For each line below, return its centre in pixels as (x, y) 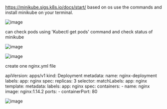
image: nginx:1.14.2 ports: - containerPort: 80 (51, 91)
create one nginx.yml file (31, 66)
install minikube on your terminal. (39, 12)
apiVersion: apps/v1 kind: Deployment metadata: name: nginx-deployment (81, 76)
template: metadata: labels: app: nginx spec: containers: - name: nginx (78, 86)
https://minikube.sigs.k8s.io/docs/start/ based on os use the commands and (83, 7)
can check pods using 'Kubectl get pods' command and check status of (79, 32)
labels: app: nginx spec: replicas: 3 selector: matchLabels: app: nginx (76, 81)
